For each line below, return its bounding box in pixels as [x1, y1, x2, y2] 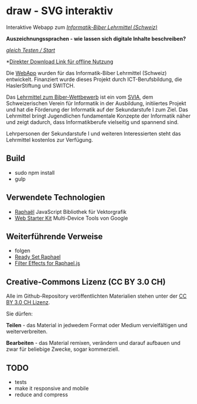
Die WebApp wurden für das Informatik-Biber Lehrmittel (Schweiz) [6, 69, 167, 76]
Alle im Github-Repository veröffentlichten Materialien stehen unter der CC [6, 292, 187, 299]
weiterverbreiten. [6, 328, 48, 335]
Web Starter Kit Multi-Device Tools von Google [14, 214, 128, 221]
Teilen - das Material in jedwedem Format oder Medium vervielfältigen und [6, 322, 188, 329]
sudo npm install [14, 169, 55, 176]
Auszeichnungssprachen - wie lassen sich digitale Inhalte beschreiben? [6, 35, 186, 42]
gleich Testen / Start [6, 46, 55, 54]
